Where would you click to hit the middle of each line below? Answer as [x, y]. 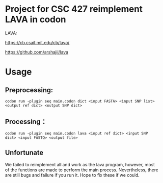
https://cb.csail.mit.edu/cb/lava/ [37, 42]
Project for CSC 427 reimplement [74, 9]
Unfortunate [24, 153]
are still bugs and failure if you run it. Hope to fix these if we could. [72, 175]
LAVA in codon [36, 19]
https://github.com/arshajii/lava [37, 52]
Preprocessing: [29, 90]
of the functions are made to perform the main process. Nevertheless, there [82, 170]
